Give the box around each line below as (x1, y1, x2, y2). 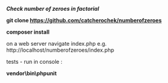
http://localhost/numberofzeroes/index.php (6, 46, 115, 54)
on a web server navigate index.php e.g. (6, 40, 107, 47)
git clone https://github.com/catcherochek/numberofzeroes (6, 17, 162, 23)
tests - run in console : (6, 58, 62, 65)
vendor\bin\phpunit (6, 70, 57, 77)
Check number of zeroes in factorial (6, 5, 99, 12)
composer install (6, 28, 50, 35)
